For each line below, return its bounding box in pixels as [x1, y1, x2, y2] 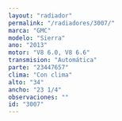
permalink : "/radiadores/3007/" [8, 19, 115, 27]
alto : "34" [8, 78, 44, 86]
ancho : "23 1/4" [8, 85, 62, 94]
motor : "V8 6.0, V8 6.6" [8, 49, 90, 57]
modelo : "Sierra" [8, 33, 66, 42]
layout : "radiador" [8, 11, 73, 20]
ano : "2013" [8, 41, 48, 49]
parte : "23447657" [8, 64, 69, 72]
